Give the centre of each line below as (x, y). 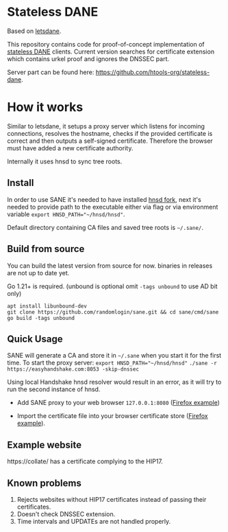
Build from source (46, 249)
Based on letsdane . (34, 31)
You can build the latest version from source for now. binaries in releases (110, 266)
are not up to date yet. (38, 273)
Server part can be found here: (51, 72)
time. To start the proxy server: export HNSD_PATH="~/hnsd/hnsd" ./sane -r (112, 363)
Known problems (45, 483)
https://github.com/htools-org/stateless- (153, 72)
